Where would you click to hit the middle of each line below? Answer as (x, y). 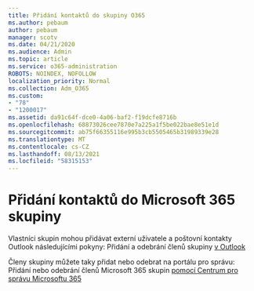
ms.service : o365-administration (63, 67)
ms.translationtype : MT (47, 139)
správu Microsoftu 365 (45, 278)
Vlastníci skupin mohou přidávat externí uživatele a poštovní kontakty (120, 238)
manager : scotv (33, 37)
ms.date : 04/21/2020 (42, 45)
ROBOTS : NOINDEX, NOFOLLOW (52, 74)
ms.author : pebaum (38, 23)
